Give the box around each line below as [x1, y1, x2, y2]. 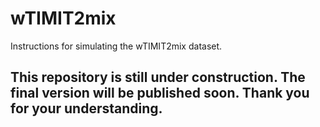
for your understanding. [10, 100, 163, 117]
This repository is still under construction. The [10, 69, 306, 86]
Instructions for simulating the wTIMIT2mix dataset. [10, 40, 223, 52]
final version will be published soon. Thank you [10, 85, 310, 102]
